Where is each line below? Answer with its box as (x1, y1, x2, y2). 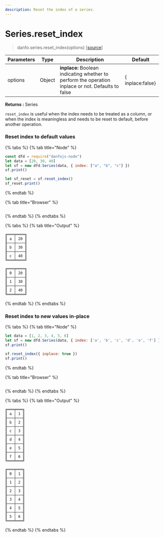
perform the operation (60, 76, 111, 83)
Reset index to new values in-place (5, 313, 90, 320)
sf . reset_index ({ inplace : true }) (5, 351, 78, 356)
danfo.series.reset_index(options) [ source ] (17, 45, 103, 50)
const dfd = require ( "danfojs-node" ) (5, 154, 82, 159)
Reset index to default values (5, 133, 76, 140)
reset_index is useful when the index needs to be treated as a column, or (5, 111, 152, 117)
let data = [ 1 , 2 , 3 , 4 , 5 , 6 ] (5, 333, 69, 338)
